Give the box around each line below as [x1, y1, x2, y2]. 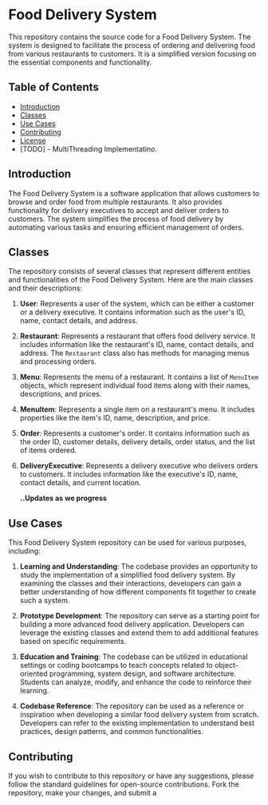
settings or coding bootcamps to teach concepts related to [19, 661, 213, 670]
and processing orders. [19, 357, 97, 366]
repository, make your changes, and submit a [8, 788, 157, 797]
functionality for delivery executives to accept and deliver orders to [8, 205, 229, 215]
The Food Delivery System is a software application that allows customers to [8, 188, 260, 198]
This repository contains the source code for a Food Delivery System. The [8, 32, 251, 41]
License [19, 136, 46, 145]
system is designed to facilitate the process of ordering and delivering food [8, 40, 255, 49]
